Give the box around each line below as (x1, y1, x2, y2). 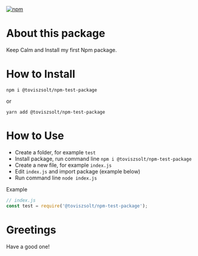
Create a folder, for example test (14, 148, 96, 156)
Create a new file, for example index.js (14, 161, 112, 169)
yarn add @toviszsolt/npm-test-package (6, 109, 106, 115)
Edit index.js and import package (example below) (14, 167, 141, 175)
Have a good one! (6, 243, 50, 250)
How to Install (6, 68, 76, 81)
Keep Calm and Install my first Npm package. (6, 46, 117, 53)
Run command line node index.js (14, 174, 97, 181)
